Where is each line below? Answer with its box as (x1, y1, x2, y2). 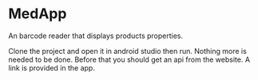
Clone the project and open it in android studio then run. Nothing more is (8, 46, 248, 55)
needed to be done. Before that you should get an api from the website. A (8, 55, 250, 64)
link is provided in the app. (8, 63, 96, 72)
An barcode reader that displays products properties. (8, 31, 184, 40)
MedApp (8, 5, 67, 23)
